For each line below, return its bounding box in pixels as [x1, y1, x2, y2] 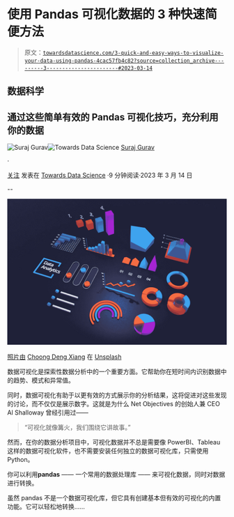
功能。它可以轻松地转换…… [7, 502, 86, 511]
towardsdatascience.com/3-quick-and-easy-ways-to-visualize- [42, 49, 224, 56]
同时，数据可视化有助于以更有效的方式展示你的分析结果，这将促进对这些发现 [7, 391, 227, 399]
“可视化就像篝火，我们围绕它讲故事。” [24, 423, 131, 431]
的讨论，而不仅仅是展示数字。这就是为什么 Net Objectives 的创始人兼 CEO [7, 399, 221, 408]
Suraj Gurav [120, 144, 155, 152]
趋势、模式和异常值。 [13, 376, 75, 384]
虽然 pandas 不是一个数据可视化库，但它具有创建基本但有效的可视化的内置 [7, 493, 221, 502]
